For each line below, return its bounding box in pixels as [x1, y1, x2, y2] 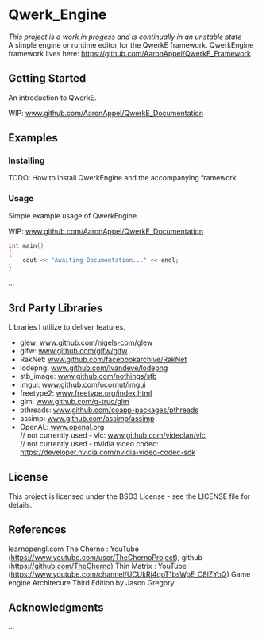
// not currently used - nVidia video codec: [19, 439, 159, 449]
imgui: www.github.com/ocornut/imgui [19, 380, 146, 390]
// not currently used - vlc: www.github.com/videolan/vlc [19, 430, 206, 440]
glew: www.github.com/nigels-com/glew [19, 338, 153, 347]
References [8, 523, 67, 537]
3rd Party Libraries [8, 301, 103, 315]
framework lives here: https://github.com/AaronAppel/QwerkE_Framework [8, 48, 252, 58]
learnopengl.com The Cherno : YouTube [8, 544, 139, 554]
